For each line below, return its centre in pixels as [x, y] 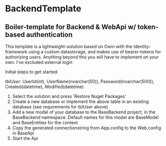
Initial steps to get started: [32, 72]
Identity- [142, 47]
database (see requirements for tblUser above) [60, 107]
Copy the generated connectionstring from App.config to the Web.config [87, 128]
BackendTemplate [43, 9]
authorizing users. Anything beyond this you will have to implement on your [82, 57]
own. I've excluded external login [39, 62]
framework [16, 52]
